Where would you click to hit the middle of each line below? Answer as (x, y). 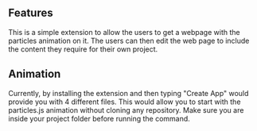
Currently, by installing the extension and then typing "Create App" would (128, 93)
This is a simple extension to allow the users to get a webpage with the (124, 32)
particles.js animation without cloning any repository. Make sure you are (126, 110)
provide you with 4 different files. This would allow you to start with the (125, 102)
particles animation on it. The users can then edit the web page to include (129, 40)
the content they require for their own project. (83, 49)
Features (31, 13)
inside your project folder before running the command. (99, 118)
